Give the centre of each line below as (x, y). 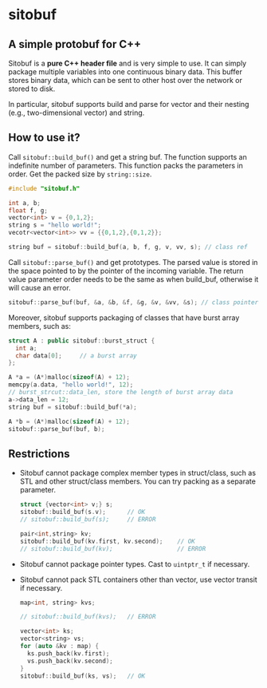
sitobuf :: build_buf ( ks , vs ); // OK (82, 676)
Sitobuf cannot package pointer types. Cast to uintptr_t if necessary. (135, 563)
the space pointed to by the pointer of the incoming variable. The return (126, 271)
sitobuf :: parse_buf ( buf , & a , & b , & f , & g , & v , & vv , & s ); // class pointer (133, 302)
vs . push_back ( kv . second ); (70, 661)
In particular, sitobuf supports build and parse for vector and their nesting (129, 104)
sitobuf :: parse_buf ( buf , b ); (57, 429)
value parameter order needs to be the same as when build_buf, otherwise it (133, 279)
